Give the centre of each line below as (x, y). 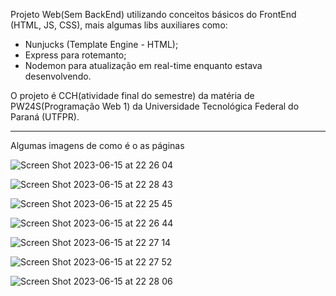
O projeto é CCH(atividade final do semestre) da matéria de (132, 95)
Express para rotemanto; (75, 55)
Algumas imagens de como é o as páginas (97, 145)
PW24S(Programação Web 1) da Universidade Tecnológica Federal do (155, 106)
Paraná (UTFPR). (45, 117)
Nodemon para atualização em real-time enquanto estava (143, 65)
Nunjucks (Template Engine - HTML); (101, 44)
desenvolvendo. (58, 76)
